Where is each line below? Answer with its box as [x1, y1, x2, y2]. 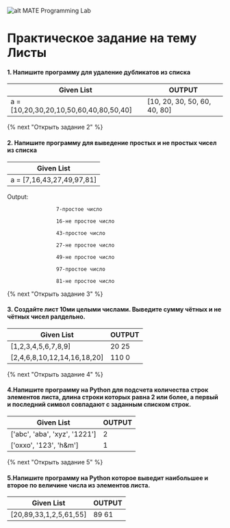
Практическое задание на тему [7, 31, 197, 46]
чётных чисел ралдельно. [7, 312, 86, 321]
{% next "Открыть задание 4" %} [7, 370, 104, 378]
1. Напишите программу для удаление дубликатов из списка [7, 68, 191, 76]
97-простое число [55, 266, 106, 273]
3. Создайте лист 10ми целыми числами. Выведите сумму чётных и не [7, 305, 222, 314]
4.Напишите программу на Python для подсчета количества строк [7, 386, 209, 394]
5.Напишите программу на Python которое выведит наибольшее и [7, 473, 209, 482]
